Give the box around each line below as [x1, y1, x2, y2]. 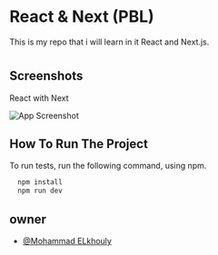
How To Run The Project [9, 136, 148, 152]
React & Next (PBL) [9, 6, 154, 27]
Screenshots [9, 68, 84, 83]
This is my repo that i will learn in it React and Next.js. [9, 36, 210, 47]
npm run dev [17, 186, 64, 196]
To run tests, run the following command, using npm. [9, 161, 207, 172]
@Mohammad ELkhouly [22, 235, 112, 246]
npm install [17, 178, 64, 187]
